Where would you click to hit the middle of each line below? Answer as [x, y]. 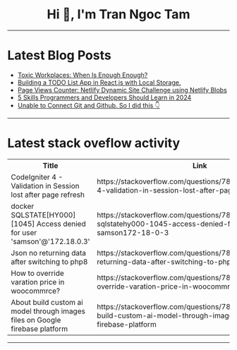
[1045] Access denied [48, 224]
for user [24, 232]
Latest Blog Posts [59, 55]
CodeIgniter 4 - [37, 177]
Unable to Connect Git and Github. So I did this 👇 [89, 105]
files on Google [36, 320]
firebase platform [39, 329]
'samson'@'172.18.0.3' [50, 241]
